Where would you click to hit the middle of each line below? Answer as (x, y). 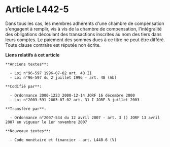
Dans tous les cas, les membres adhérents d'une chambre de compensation (85, 23)
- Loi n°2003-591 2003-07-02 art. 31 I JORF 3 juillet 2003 (75, 100)
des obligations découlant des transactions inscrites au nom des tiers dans (83, 34)
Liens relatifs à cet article (32, 55)
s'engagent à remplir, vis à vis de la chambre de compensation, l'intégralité (83, 28)
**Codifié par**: (24, 86)
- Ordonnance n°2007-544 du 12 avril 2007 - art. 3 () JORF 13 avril (85, 117)
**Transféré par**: (26, 109)
